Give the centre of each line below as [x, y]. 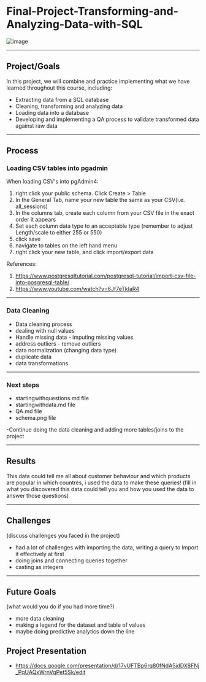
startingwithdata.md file [45, 405]
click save [28, 239]
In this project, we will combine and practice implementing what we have [98, 81]
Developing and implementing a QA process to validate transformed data [107, 119]
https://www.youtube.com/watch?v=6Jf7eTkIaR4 [77, 289]
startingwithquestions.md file [52, 398]
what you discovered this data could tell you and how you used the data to [100, 489]
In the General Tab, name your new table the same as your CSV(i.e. [100, 200]
